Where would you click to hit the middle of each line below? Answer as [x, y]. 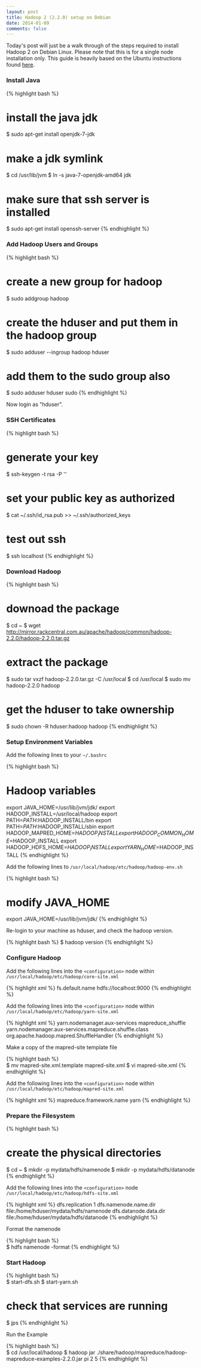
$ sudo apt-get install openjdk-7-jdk [51, 134]
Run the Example [27, 1334]
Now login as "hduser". [35, 404]
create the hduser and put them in [92, 322]
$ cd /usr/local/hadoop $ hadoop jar [51, 1352]
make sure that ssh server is [78, 199]
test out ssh [36, 539]
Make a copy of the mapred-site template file [62, 1047]
